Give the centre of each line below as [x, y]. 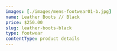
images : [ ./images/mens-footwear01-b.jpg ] [58, 11]
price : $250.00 [24, 22]
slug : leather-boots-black [39, 28]
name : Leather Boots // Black [43, 17]
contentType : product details [43, 39]
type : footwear [24, 33]
